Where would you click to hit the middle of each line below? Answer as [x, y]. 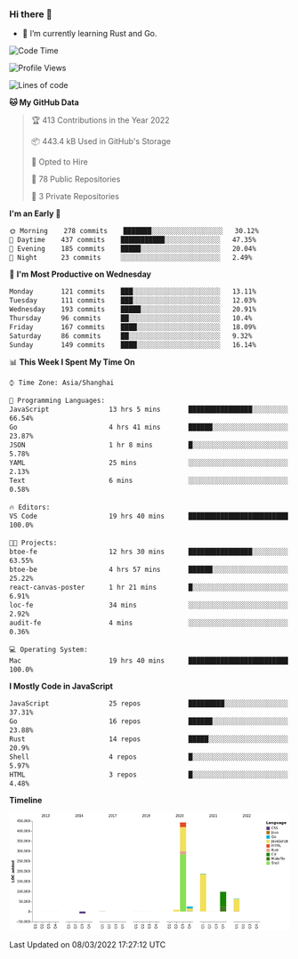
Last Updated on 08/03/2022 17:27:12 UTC [88, 944]
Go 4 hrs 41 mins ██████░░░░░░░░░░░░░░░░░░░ [149, 427]
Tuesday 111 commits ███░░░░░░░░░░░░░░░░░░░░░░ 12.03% [133, 301]
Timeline [26, 801]
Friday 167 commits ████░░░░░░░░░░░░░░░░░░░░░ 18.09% [133, 327]
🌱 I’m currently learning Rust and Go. [89, 34]
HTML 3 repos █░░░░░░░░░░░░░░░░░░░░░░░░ [149, 775]
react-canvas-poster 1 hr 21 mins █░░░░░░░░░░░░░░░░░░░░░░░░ [149, 588]
